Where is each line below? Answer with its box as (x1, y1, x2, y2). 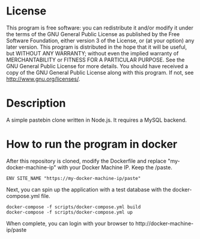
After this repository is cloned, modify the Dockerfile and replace (6, 157, 167, 164)
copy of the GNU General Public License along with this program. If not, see (6, 69, 194, 76)
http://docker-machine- (135, 220, 194, 227)
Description (6, 96, 66, 110)
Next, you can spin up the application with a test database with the (6, 185, 171, 193)
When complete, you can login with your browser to (6, 220, 135, 227)
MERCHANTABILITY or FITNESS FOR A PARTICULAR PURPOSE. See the (6, 56, 185, 63)
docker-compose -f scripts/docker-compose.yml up (6, 209, 133, 215)
